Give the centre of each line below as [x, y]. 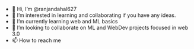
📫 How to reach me [36, 40]
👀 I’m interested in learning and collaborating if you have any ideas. [94, 15]
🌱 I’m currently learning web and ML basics [65, 21]
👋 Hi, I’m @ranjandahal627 [44, 9]
